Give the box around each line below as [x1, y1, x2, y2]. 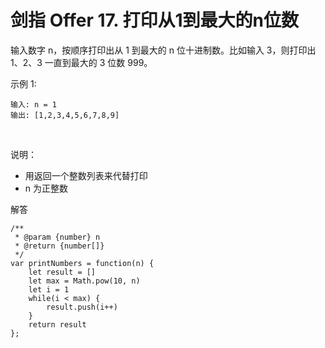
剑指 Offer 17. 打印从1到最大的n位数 [10, 9, 299, 32]
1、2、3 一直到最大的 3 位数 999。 [10, 56, 153, 68]
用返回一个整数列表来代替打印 [24, 169, 148, 181]
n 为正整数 [24, 182, 69, 194]
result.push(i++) [46, 302, 118, 312]
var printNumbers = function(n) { [10, 258, 155, 268]
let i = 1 [28, 284, 70, 295]
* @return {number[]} [14, 241, 105, 251]
